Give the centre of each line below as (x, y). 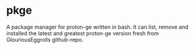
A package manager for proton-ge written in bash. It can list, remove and (98, 27)
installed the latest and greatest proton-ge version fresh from (83, 33)
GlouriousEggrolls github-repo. (45, 39)
